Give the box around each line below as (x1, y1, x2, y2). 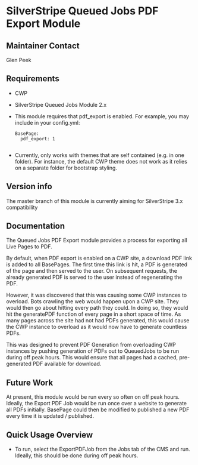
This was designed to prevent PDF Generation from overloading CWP (6, 341, 177, 349)
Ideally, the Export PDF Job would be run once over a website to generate (6, 400, 187, 407)
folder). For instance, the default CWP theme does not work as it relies (14, 158, 187, 165)
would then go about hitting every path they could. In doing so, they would (6, 304, 188, 312)
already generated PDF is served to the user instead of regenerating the (6, 273, 183, 281)
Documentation (6, 221, 65, 231)
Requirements (6, 73, 59, 84)
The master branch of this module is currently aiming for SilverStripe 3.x (6, 197, 183, 204)
